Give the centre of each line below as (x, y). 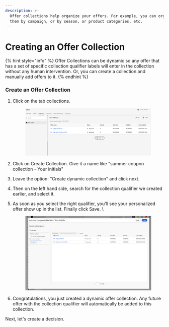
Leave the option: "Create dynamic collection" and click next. (76, 178)
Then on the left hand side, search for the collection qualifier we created (87, 188)
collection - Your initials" (38, 169)
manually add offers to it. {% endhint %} (47, 77)
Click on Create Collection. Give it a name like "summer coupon (78, 163)
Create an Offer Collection (38, 90)
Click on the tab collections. (41, 101)
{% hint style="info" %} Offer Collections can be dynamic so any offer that (82, 61)
